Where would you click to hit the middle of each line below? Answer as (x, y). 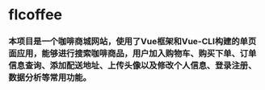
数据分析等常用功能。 (50, 78)
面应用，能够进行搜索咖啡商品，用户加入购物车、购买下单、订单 (132, 54)
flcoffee (36, 15)
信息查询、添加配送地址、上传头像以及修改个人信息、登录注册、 (132, 66)
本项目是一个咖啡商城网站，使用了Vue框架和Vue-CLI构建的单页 (132, 42)
